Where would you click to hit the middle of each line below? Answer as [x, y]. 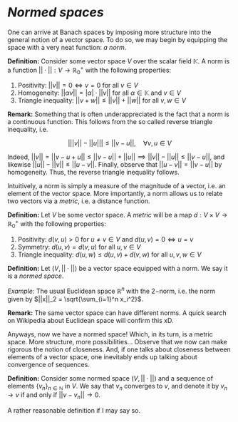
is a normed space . [36, 276]
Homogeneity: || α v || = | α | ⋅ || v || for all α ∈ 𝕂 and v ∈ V [99, 93]
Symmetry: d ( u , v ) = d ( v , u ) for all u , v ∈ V [79, 247]
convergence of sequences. [49, 364]
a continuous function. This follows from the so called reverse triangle [110, 122]
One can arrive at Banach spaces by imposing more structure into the [109, 32]
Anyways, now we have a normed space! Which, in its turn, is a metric [110, 334]
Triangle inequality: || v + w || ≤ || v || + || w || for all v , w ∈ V [102, 101]
